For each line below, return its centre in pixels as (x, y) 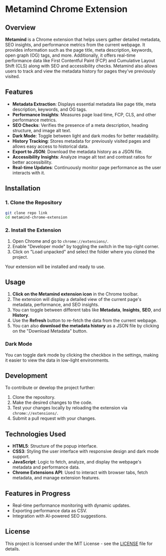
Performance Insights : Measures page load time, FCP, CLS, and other (84, 114)
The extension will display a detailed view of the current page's (77, 299)
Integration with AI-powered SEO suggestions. (60, 516)
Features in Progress (38, 493)
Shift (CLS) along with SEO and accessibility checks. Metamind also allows (81, 66)
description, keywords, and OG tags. (50, 109)
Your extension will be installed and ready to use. (55, 267)
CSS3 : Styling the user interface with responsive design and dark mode (85, 452)
